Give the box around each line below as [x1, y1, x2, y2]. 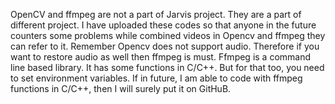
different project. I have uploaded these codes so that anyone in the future [10, 19, 317, 31]
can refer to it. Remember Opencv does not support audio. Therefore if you [10, 40, 320, 52]
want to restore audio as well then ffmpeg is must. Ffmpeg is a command [10, 51, 312, 63]
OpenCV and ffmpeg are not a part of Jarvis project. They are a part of [10, 9, 302, 20]
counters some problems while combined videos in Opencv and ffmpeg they [10, 30, 326, 41]
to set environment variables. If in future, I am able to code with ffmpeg [10, 72, 303, 84]
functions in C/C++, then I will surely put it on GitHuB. [10, 83, 232, 94]
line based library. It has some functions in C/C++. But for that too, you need [10, 62, 325, 73]
